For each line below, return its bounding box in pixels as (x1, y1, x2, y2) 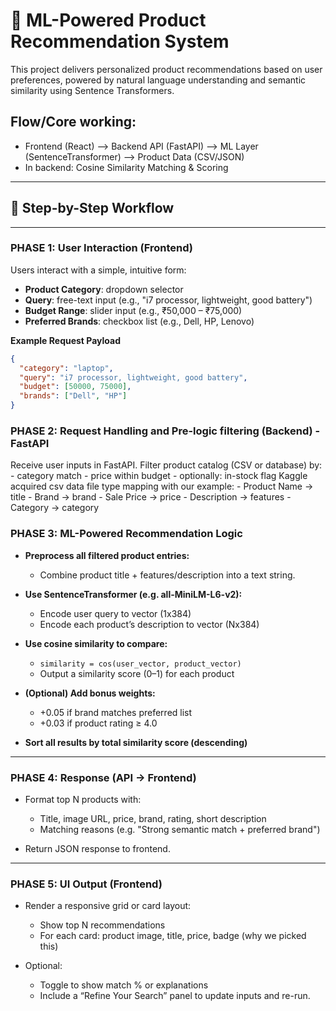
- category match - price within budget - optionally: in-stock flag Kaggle (10, 470, 308, 482)
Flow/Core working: (10, 114, 137, 131)
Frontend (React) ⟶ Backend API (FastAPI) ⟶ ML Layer (24, 140, 259, 152)
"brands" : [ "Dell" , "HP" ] (19, 391, 128, 401)
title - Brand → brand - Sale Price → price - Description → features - (10, 491, 292, 503)
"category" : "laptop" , (19, 363, 114, 373)
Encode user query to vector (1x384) (39, 607, 192, 619)
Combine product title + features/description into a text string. (39, 569, 296, 581)
